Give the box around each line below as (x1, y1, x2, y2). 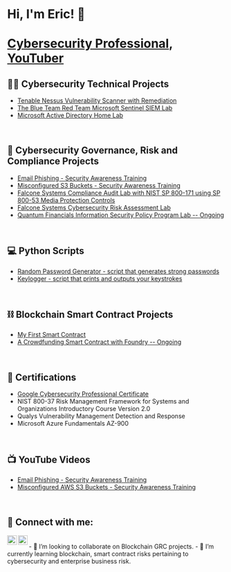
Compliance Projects (7, 155, 99, 167)
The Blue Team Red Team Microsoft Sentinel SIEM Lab (17, 104, 173, 112)
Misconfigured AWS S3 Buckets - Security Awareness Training (17, 483, 196, 492)
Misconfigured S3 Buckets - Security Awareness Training (17, 181, 181, 189)
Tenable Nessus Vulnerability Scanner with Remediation (17, 96, 177, 105)
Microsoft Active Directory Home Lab (17, 111, 123, 119)
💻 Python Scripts (7, 245, 84, 257)
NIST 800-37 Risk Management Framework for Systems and (17, 397, 190, 406)
